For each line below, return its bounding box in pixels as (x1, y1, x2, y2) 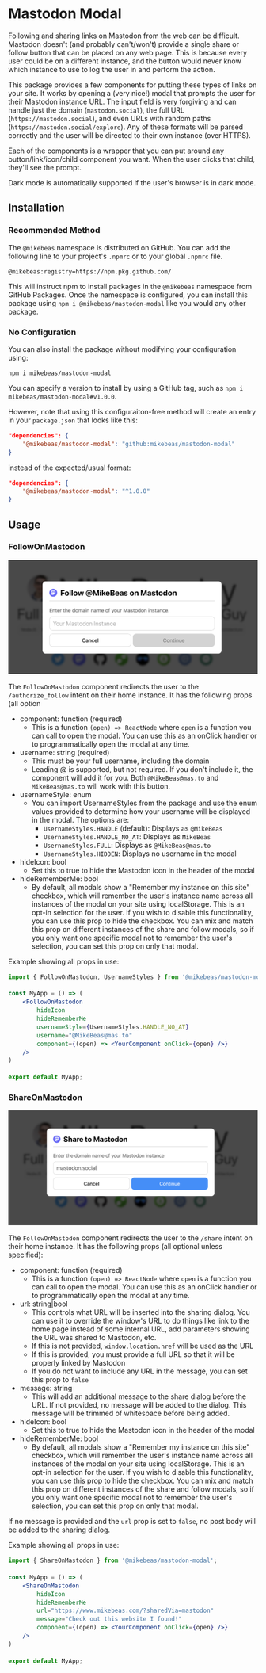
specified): (8, 1250, 44, 1260)
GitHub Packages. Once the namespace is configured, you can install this (8, 290, 248, 300)
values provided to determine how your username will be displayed (31, 806, 251, 816)
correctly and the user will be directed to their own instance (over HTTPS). (8, 130, 251, 139)
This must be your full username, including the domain (31, 756, 210, 766)
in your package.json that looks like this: (8, 415, 139, 425)
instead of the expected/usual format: (8, 463, 131, 472)
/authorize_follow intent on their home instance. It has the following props (8, 690, 253, 700)
